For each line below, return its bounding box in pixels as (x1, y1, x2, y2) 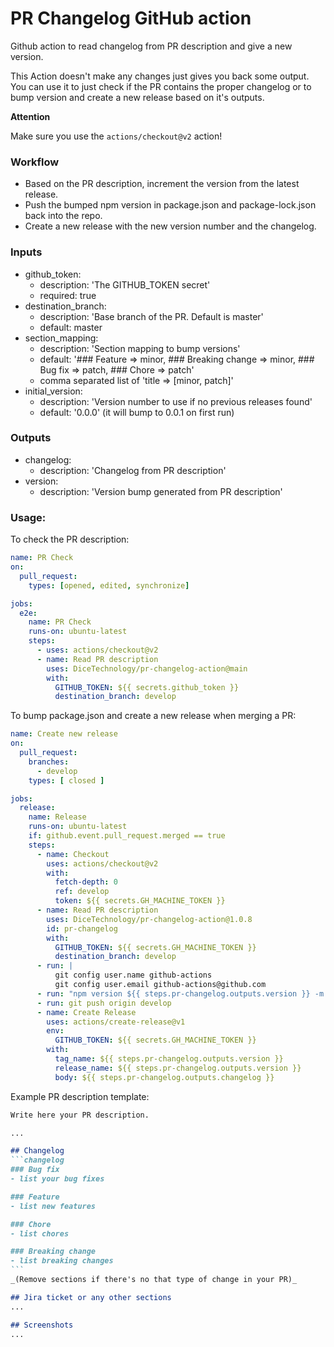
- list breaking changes (10, 1256, 114, 1266)
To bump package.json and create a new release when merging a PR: (10, 710, 297, 722)
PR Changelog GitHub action (10, 7, 252, 30)
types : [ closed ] (28, 775, 105, 786)
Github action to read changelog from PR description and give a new (10, 40, 293, 52)
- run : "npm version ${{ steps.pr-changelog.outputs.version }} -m (36, 988, 325, 999)
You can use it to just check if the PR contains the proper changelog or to (10, 80, 312, 92)
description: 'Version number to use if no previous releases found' (39, 395, 313, 407)
